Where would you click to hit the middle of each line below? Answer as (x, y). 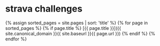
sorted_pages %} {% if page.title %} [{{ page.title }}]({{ (63, 28)
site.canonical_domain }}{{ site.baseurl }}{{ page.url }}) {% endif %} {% (80, 33)
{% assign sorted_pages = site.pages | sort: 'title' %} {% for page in (76, 23)
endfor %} (16, 39)
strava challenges (44, 9)
